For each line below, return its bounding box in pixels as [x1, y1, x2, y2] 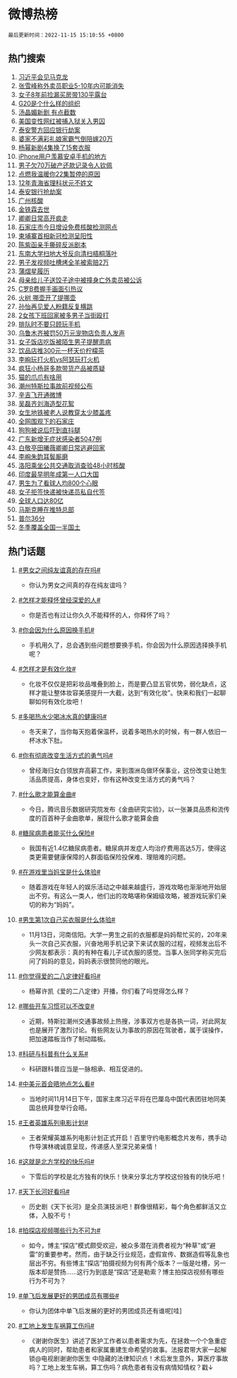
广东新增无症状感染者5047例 [18, 434, 102, 443]
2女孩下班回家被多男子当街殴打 [18, 311, 109, 319]
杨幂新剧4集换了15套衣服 [18, 143, 91, 152]
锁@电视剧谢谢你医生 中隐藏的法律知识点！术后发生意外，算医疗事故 [28, 1354, 229, 1362]
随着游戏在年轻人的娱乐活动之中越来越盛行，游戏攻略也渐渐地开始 [28, 882, 221, 891]
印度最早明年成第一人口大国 [18, 470, 99, 478]
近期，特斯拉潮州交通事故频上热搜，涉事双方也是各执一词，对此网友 [28, 1016, 227, 1025]
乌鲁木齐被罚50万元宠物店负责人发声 [18, 328, 126, 337]
